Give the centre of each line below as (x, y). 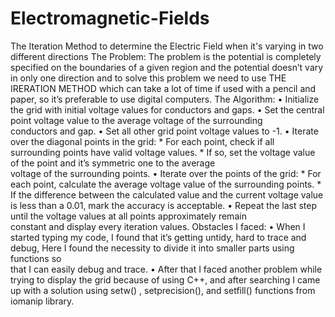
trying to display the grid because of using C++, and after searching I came (165, 279)
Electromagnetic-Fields (110, 18)
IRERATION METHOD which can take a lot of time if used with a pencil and (163, 88)
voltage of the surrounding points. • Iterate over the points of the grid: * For (166, 173)
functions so (36, 258)
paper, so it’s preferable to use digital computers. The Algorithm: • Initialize (165, 99)
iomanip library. (42, 301)
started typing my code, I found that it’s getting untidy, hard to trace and (158, 237)
